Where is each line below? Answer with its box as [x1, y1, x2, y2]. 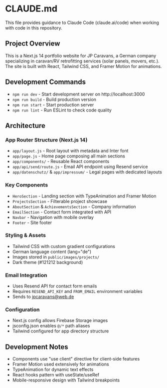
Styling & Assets [5, 232, 46, 239]
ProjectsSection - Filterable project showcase [12, 198, 108, 204]
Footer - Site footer [12, 219, 52, 225]
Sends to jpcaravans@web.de [12, 293, 74, 300]
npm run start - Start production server [12, 101, 94, 107]
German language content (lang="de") [12, 248, 92, 254]
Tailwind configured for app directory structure [12, 328, 109, 334]
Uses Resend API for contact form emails [12, 283, 97, 289]
